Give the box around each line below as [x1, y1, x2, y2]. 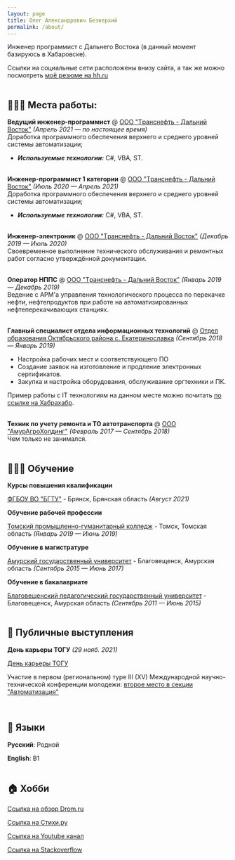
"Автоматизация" [7, 687, 60, 696]
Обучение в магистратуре [7, 543, 89, 551]
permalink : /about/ [7, 23, 65, 30]
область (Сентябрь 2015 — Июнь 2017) [7, 564, 124, 572]
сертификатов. [17, 370, 62, 378]
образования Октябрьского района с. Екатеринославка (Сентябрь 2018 [7, 334, 223, 342]
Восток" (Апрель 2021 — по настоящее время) [7, 125, 147, 134]
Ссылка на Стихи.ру [7, 819, 68, 827]
